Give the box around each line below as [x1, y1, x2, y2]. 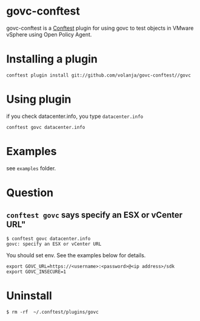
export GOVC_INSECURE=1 [6, 269, 67, 275]
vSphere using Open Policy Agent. [6, 30, 92, 38]
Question [6, 185, 53, 199]
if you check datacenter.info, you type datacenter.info [6, 112, 144, 120]
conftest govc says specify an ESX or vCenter [6, 210, 183, 220]
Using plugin [6, 92, 72, 106]
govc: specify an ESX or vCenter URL [6, 241, 102, 247]
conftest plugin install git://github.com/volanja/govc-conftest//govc [6, 72, 191, 78]
